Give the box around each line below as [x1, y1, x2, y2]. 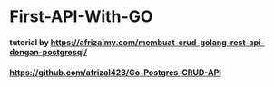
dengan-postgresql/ [9, 46, 88, 57]
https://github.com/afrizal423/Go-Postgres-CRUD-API [9, 67, 222, 78]
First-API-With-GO [9, 6, 153, 27]
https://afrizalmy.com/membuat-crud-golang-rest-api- [50, 36, 265, 47]
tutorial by [9, 36, 50, 47]
